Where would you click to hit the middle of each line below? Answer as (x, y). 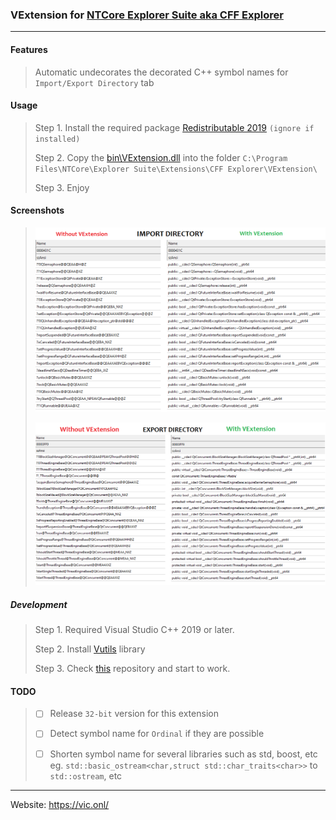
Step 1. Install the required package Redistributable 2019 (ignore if (174, 127)
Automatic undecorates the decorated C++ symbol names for (161, 72)
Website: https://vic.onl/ (60, 804)
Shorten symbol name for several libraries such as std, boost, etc (183, 754)
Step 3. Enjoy (62, 187)
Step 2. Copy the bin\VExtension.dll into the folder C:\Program (161, 157)
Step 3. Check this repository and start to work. (132, 669)
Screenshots (37, 210)
